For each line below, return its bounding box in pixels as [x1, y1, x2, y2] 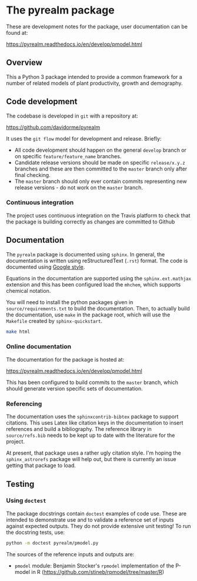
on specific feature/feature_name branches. [14, 152, 122, 159]
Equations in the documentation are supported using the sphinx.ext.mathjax [6, 275, 192, 282]
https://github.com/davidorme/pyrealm [6, 123, 101, 131]
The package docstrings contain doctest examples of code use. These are [6, 510, 187, 517]
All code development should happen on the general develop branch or [14, 146, 187, 153]
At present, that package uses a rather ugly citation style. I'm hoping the [6, 449, 181, 456]
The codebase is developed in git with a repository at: [6, 112, 138, 119]
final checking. [14, 171, 51, 178]
